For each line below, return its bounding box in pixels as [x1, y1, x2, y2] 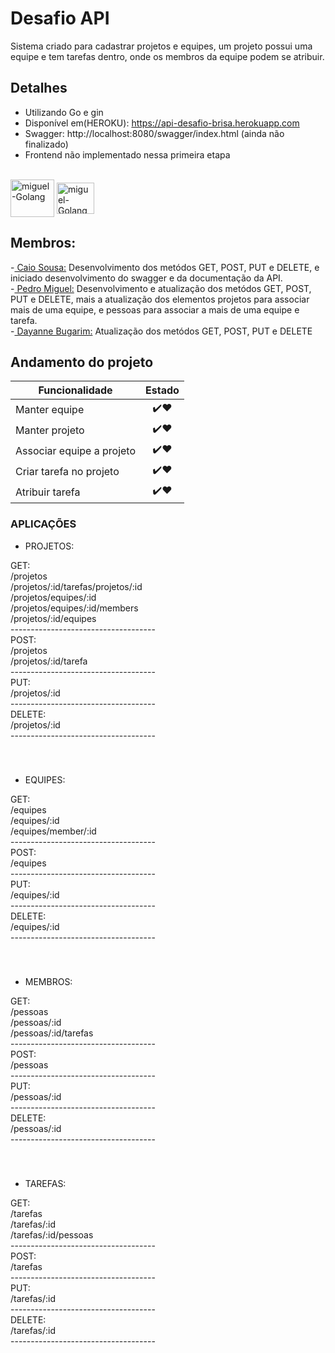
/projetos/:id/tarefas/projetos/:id [10, 580, 143, 592]
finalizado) [24, 138, 69, 150]
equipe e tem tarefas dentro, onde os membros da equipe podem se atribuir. [10, 50, 325, 62]
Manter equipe [15, 402, 85, 416]
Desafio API [10, 7, 110, 30]
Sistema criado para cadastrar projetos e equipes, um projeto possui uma [10, 40, 313, 52]
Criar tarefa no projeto [15, 464, 120, 478]
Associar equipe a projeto [15, 443, 137, 457]
